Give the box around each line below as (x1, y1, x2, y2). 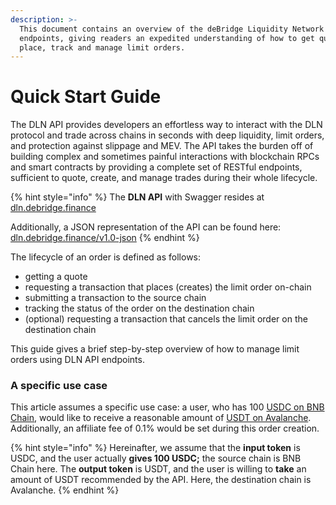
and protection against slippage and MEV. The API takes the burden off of (10, 140, 314, 152)
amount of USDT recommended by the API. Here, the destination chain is (10, 474, 312, 486)
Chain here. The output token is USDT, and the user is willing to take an (10, 463, 307, 475)
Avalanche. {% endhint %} (10, 484, 120, 496)
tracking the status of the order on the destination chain (24, 302, 255, 315)
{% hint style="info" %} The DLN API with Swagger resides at (10, 191, 265, 203)
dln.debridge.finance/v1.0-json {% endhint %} (10, 232, 200, 244)
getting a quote (24, 271, 88, 283)
